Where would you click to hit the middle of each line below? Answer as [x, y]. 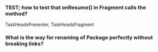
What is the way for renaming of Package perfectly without [79, 37]
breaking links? [24, 44]
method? [16, 13]
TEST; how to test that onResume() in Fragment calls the [76, 7]
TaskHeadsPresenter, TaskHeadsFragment [50, 24]
